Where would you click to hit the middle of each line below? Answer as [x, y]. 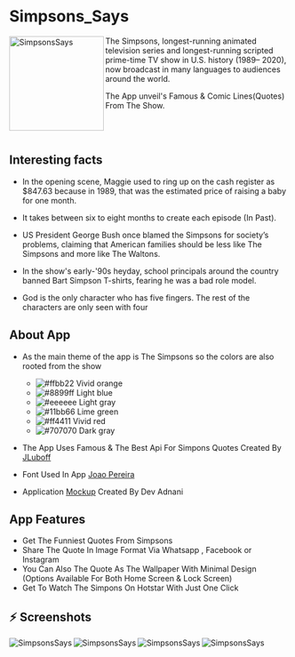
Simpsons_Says [69, 16]
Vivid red [89, 421]
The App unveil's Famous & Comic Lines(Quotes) [195, 96]
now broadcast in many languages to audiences [193, 69]
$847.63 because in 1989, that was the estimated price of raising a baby [154, 191]
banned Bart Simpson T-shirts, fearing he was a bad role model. [139, 280]
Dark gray [97, 430]
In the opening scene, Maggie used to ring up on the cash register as [148, 181]
